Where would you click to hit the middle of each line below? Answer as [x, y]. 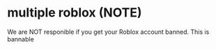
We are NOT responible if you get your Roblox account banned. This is [108, 32]
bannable [21, 39]
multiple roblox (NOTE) [75, 13]
